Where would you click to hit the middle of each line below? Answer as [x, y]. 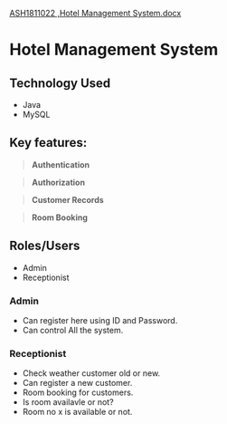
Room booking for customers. [78, 392]
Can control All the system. [73, 330]
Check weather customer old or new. [91, 373]
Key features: [48, 143]
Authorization [58, 182]
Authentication [61, 164]
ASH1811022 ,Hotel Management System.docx [95, 13]
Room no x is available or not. [77, 412]
